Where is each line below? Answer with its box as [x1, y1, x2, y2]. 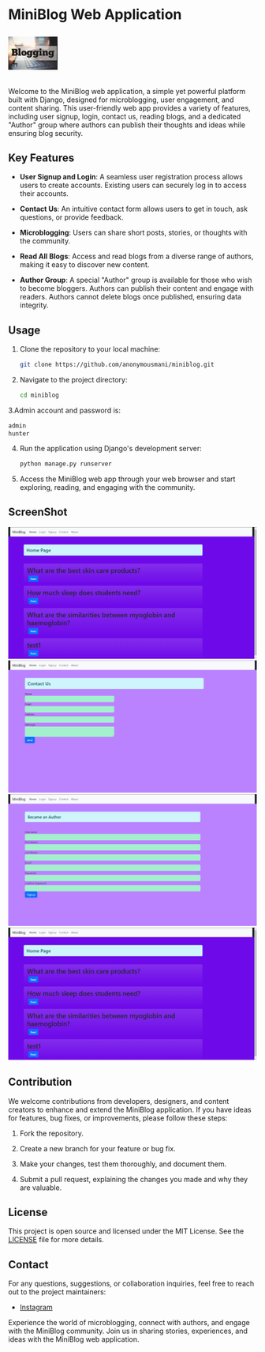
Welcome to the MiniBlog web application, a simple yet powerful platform [8, 86, 246, 96]
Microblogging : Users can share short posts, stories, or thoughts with [19, 228, 248, 238]
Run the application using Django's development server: [19, 443, 203, 453]
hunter [8, 429, 30, 438]
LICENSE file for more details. [8, 1235, 104, 1245]
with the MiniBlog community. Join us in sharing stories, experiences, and [8, 1326, 248, 1336]
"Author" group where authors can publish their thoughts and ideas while [8, 120, 246, 130]
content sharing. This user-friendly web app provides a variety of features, [8, 103, 251, 112]
